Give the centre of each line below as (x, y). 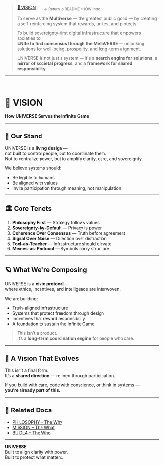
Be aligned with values (35, 183)
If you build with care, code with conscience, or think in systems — (72, 385)
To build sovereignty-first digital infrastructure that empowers (79, 33)
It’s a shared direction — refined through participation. (60, 375)
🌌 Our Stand (24, 136)
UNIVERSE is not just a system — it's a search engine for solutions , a (87, 58)
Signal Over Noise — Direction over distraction (60, 239)
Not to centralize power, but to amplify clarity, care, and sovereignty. (74, 158)
